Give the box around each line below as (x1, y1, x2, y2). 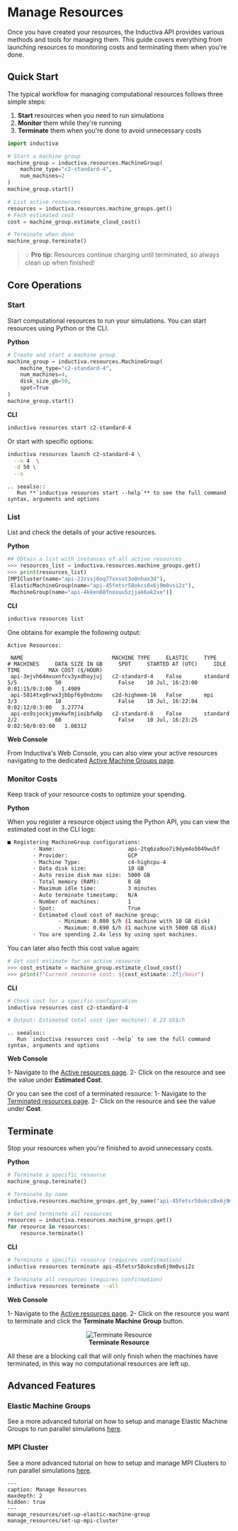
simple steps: (7, 97, 47, 106)
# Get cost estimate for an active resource (7, 958, 141, 965)
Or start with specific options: (7, 437, 94, 446)
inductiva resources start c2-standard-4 (7, 424, 132, 431)
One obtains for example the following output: (7, 628, 141, 636)
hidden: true (7, 1498, 46, 1505)
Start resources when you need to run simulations (17, 111, 164, 119)
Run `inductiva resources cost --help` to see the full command (16, 1036, 211, 1043)
